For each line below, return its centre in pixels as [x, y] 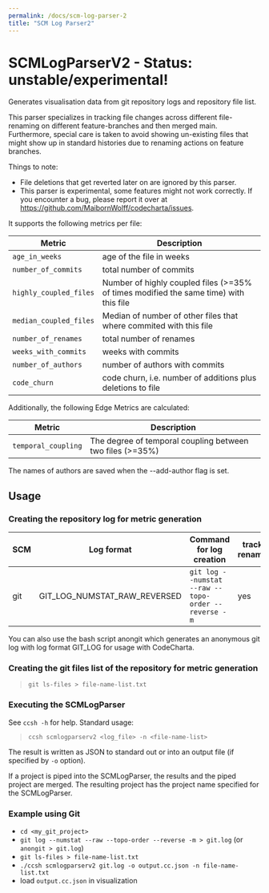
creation [210, 560]
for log [209, 549]
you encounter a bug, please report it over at [94, 199]
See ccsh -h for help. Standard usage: [71, 722]
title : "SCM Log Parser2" [51, 23]
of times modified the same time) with [173, 293]
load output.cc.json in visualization [78, 881]
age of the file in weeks [146, 257]
